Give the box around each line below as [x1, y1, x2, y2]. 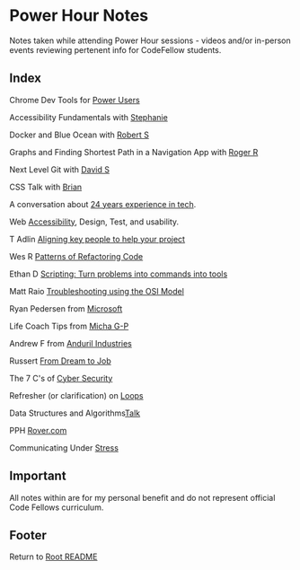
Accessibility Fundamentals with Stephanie [9, 111, 168, 122]
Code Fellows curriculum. [9, 502, 104, 513]
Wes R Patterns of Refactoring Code [9, 250, 144, 261]
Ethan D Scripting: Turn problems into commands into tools [9, 268, 228, 279]
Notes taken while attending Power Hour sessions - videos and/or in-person [9, 35, 292, 46]
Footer [9, 527, 48, 543]
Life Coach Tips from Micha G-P [9, 320, 129, 331]
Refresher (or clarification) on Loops [9, 390, 144, 400]
